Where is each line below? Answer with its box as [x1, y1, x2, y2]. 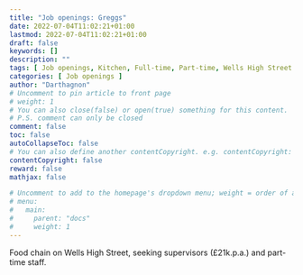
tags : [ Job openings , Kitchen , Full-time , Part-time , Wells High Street [9, 64, 293, 73]
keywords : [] [9, 47, 59, 56]
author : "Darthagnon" [9, 80, 91, 89]
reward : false [9, 164, 63, 173]
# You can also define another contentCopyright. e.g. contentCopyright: [9, 147, 293, 156]
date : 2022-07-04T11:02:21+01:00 [9, 22, 135, 31]
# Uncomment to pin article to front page [9, 88, 171, 97]
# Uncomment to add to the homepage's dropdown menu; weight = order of [9, 188, 289, 198]
